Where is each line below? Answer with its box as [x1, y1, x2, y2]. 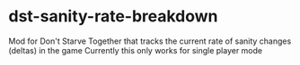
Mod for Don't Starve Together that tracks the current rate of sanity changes [8, 36, 292, 46]
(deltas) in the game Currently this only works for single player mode [8, 45, 262, 55]
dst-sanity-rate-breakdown [8, 6, 218, 27]
